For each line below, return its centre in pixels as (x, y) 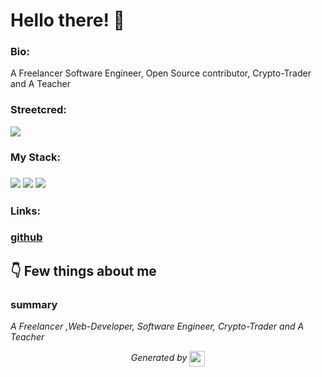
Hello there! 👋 (67, 20)
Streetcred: (38, 110)
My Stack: (35, 157)
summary (34, 304)
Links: (25, 211)
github (26, 237)
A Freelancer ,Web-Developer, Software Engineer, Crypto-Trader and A (157, 326)
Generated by (159, 358)
